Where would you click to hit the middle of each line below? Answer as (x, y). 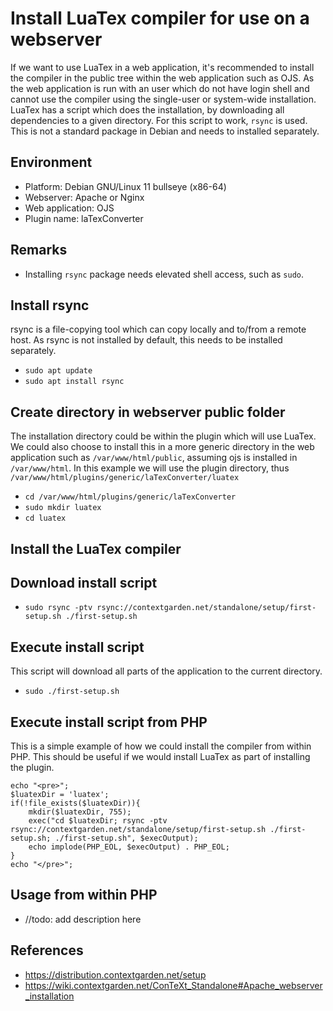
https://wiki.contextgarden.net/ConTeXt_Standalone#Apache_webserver (173, 985)
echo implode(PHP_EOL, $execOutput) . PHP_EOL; (129, 847)
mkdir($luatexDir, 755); (80, 812)
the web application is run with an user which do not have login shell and (160, 88)
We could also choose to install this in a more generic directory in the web (162, 447)
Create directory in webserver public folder (148, 412)
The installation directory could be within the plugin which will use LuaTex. (163, 436)
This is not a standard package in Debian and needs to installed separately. (165, 131)
